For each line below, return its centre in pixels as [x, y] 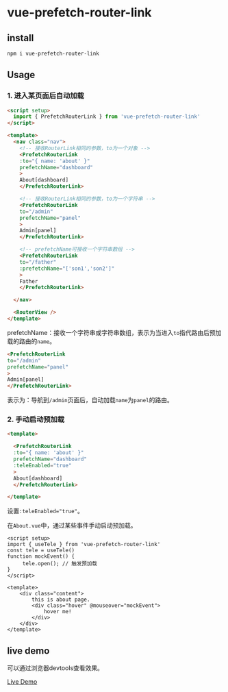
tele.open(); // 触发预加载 [60, 564]
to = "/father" [38, 262]
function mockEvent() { [41, 556]
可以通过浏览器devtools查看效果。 [55, 668]
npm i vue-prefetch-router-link [53, 53]
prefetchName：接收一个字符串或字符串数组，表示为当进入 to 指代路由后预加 [114, 332]
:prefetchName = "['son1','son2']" [67, 269]
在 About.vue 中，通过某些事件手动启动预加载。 [72, 526]
